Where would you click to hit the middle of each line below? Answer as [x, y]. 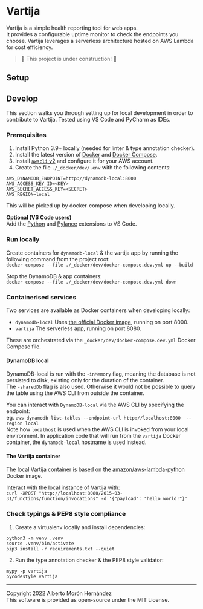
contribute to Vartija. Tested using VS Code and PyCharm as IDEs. [89, 120]
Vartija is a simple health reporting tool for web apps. [72, 28]
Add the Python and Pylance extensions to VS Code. [72, 224]
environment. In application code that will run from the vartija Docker [94, 436]
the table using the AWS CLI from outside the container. [76, 393]
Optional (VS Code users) [39, 217]
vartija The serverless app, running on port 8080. [78, 328]
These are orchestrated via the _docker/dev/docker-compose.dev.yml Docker [101, 340]
